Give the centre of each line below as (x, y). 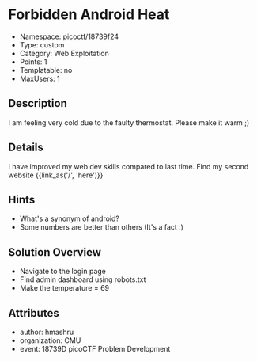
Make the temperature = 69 (64, 288)
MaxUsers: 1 (40, 78)
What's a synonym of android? (70, 218)
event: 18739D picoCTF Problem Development (95, 349)
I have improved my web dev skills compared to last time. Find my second (128, 166)
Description (38, 103)
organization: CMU (50, 340)
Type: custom (42, 44)
